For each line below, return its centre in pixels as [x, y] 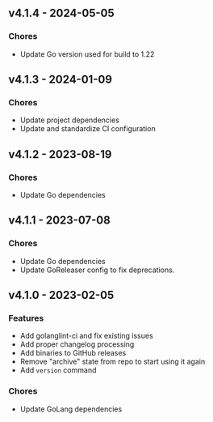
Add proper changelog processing [77, 344]
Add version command [58, 370]
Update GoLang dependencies [71, 409]
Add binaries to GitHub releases [73, 353]
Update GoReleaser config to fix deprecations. [97, 270]
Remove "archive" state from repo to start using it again [113, 362]
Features [26, 318]
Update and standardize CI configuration [88, 129]
